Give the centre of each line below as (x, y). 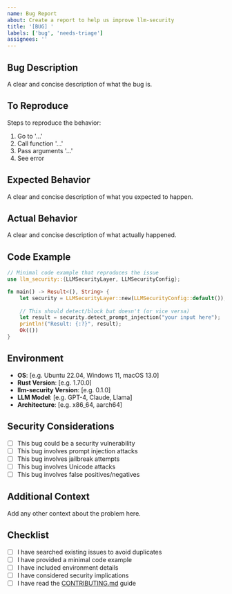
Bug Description (42, 68)
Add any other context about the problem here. (74, 513)
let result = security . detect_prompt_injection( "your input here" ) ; (120, 317)
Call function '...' (40, 143)
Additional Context (48, 497)
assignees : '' (28, 40)
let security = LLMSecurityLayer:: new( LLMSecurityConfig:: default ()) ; (123, 298)
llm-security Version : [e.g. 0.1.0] (64, 390)
